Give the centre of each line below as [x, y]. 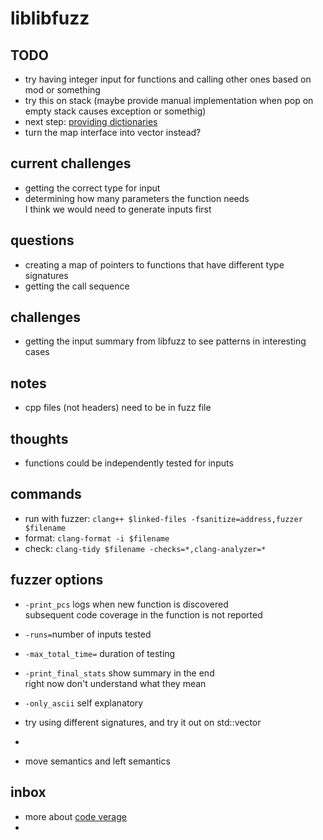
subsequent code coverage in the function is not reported [143, 614]
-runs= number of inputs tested [88, 634]
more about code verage [75, 816]
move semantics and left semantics [97, 761]
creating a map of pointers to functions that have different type [154, 264]
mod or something [62, 90]
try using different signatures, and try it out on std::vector [143, 722]
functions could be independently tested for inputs [129, 463]
